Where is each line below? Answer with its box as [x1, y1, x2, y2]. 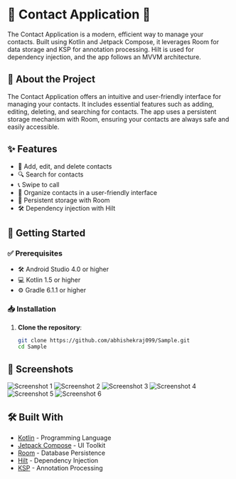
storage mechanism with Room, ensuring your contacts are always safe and [7, 115, 230, 123]
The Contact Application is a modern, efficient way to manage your [7, 30, 204, 38]
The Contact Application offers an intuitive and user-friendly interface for [7, 92, 222, 100]
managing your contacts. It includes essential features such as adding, [7, 100, 215, 108]
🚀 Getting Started [7, 227, 86, 239]
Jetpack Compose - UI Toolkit [17, 441, 106, 449]
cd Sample [17, 343, 48, 351]
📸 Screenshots [7, 363, 74, 375]
